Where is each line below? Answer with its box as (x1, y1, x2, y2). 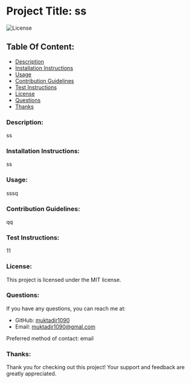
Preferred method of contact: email (6, 335, 94, 342)
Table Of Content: (6, 42, 74, 52)
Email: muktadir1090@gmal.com (15, 322, 95, 330)
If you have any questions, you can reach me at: (6, 304, 126, 312)
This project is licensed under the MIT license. (6, 276, 121, 283)
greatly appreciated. (6, 370, 57, 378)
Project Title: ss (6, 4, 86, 18)
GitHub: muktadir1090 (15, 316, 70, 324)
